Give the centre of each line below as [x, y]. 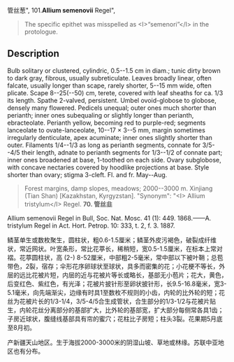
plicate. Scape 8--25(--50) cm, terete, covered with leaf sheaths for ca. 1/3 [115, 92]
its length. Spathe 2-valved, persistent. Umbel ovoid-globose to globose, [112, 100]
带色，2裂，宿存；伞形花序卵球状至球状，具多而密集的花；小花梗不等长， [113, 266]
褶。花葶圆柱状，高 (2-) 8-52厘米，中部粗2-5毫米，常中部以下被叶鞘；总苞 [115, 257]
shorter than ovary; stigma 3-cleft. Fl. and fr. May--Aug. [87, 174]
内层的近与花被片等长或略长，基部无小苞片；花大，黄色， [145, 274]
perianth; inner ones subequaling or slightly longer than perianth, [101, 115]
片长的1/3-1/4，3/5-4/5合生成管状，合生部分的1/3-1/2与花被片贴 [124, 301]
